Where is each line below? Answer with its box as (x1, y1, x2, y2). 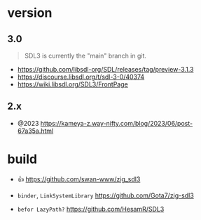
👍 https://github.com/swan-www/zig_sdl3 (17, 174, 141, 183)
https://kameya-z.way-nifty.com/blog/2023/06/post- (40, 119, 193, 127)
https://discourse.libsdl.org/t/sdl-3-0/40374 (17, 72, 145, 81)
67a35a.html (17, 127, 54, 135)
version (7, 5, 53, 21)
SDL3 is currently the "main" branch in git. (24, 51, 147, 60)
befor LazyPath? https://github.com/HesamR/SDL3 (17, 205, 165, 213)
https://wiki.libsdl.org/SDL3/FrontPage (17, 80, 128, 89)
